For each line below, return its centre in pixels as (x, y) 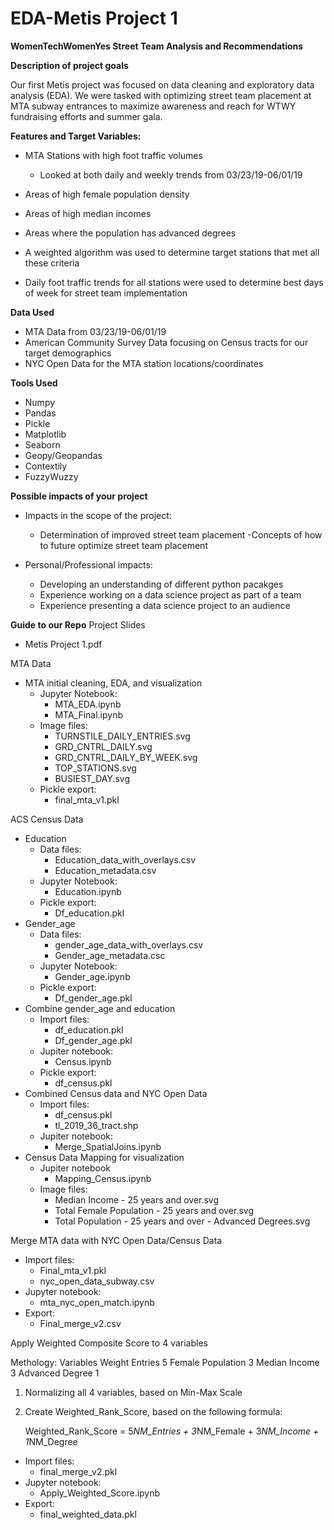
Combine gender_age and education (100, 1008)
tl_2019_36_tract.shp (96, 1125)
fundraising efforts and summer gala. (86, 116)
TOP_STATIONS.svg (95, 768)
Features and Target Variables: (76, 136)
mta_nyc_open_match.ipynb (97, 1302)
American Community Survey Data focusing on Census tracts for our (166, 342)
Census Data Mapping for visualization (104, 1157)
